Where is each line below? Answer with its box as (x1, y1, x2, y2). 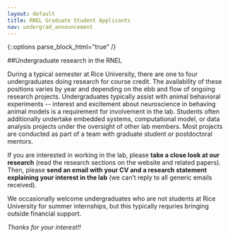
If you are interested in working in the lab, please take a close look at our (7, 151, 220, 159)
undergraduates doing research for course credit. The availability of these (7, 77, 222, 86)
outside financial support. (7, 209, 82, 218)
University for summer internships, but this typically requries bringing (7, 202, 210, 211)
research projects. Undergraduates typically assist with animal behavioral (7, 92, 221, 101)
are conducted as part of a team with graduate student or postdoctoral (7, 130, 213, 138)
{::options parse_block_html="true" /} (7, 43, 116, 51)
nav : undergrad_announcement (7, 23, 93, 30)
